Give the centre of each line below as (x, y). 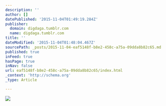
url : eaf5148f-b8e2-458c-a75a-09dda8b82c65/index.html (64, 71)
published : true (22, 52)
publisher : (17, 24)
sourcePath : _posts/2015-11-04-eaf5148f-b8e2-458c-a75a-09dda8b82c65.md (83, 47)
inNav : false (19, 66)
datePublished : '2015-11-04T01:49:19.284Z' (52, 19)
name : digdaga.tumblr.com (37, 33)
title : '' (16, 38)
